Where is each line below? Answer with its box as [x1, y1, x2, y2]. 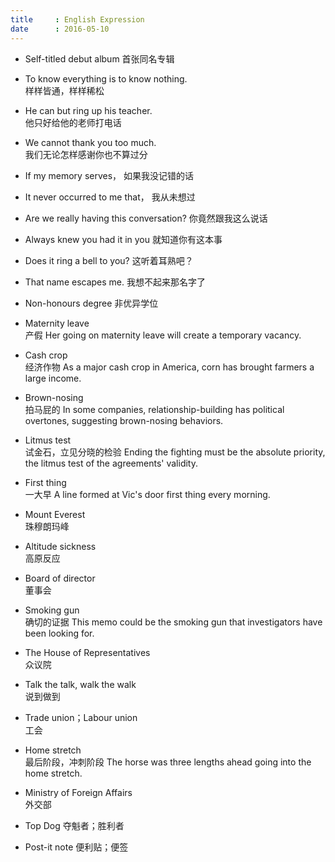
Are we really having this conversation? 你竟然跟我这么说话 [24, 212, 268, 224]
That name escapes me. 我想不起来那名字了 [24, 276, 206, 288]
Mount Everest [24, 508, 86, 520]
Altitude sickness [24, 540, 97, 552]
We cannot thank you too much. [24, 136, 157, 148]
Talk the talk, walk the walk [24, 678, 137, 690]
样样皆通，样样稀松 [24, 84, 105, 96]
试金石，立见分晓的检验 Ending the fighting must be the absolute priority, [24, 446, 326, 458]
